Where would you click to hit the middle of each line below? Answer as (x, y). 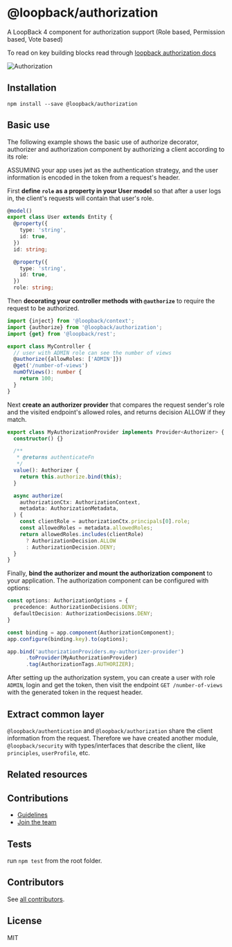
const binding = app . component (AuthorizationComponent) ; (91, 632)
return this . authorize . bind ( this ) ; (71, 477)
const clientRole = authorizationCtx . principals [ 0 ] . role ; (105, 522)
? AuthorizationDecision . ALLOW (71, 541)
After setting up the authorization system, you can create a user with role (111, 678)
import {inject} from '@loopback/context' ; (71, 321)
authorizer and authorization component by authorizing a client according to (116, 149)
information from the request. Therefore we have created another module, (113, 738)
